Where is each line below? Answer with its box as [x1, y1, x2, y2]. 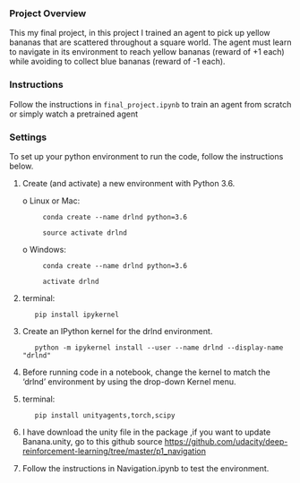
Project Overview [9, 7, 87, 20]
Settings [9, 131, 47, 143]
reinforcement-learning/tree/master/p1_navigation [21, 445, 206, 456]
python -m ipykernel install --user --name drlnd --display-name [34, 343, 284, 352]
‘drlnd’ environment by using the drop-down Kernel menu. [21, 375, 236, 387]
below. [9, 160, 34, 171]
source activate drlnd [42, 228, 127, 237]
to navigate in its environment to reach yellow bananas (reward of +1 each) [9, 47, 285, 57]
